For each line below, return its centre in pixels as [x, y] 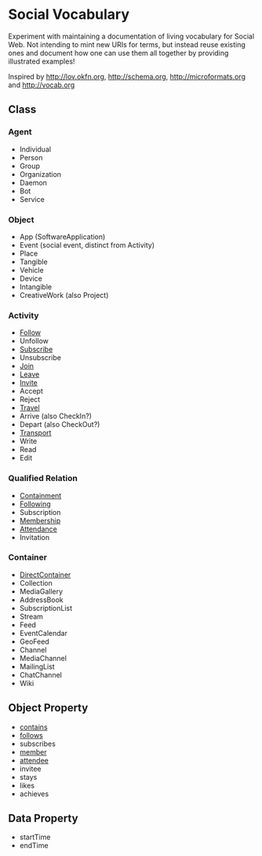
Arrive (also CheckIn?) [56, 416]
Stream [31, 616]
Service [32, 199]
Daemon [33, 182]
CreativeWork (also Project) [64, 295]
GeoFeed [34, 641]
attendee [34, 760]
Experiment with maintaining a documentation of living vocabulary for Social [131, 36]
